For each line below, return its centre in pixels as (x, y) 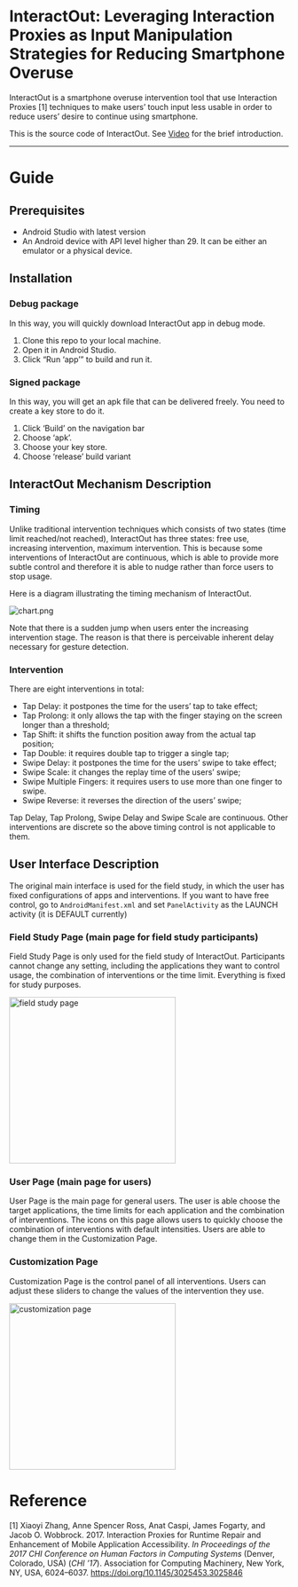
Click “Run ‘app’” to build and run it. (87, 359)
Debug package (44, 304)
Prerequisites (47, 210)
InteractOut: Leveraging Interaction (142, 16)
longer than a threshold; (66, 724)
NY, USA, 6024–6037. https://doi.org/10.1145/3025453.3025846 (126, 1572)
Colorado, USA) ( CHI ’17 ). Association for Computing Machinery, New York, (147, 1563)
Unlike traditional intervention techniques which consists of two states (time (148, 529)
